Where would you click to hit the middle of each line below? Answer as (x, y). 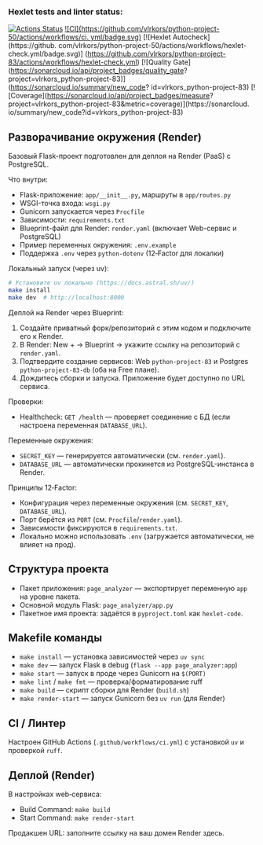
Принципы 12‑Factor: (42, 487)
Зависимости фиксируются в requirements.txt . (99, 527)
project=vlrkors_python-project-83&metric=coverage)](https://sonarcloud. (129, 104)
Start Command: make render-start (77, 817)
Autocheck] (191, 37)
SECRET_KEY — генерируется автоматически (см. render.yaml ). (122, 455)
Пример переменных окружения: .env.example (98, 245)
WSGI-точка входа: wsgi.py (65, 204)
